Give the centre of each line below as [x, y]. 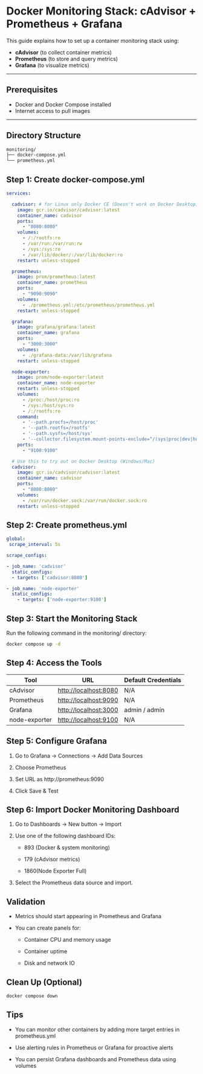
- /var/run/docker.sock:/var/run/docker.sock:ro [85, 500]
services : [19, 193]
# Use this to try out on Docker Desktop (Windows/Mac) [83, 461]
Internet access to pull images [53, 111]
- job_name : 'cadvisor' [36, 566]
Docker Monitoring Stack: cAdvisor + [101, 11]
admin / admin [144, 710]
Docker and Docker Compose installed [63, 105]
